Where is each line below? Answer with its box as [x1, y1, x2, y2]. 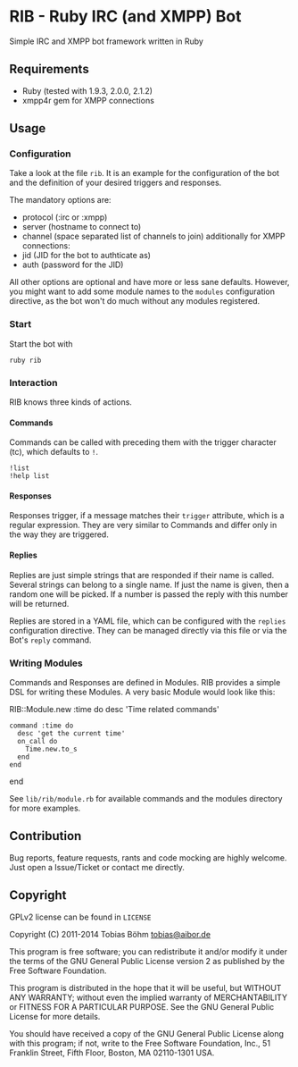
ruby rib [9, 356, 42, 365]
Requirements [9, 62, 89, 77]
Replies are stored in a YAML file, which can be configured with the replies [9, 615, 286, 626]
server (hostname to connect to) [21, 222, 142, 232]
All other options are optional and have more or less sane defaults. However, [9, 277, 290, 288]
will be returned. [9, 598, 70, 609]
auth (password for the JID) [21, 259, 124, 270]
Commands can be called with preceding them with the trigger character [9, 437, 277, 448]
